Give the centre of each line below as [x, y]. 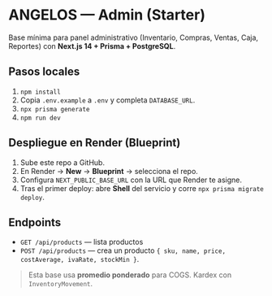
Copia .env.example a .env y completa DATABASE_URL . [108, 100]
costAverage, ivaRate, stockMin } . [80, 259]
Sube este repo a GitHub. [63, 162]
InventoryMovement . [60, 284]
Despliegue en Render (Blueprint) [95, 143]
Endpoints [35, 222]
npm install [40, 92]
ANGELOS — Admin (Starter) [107, 15]
